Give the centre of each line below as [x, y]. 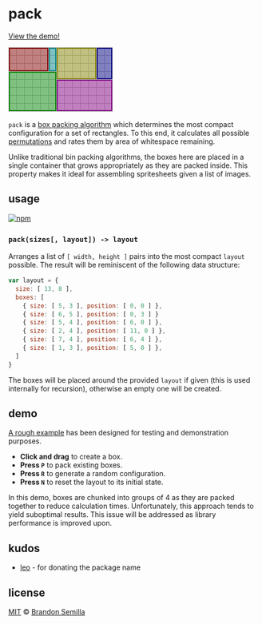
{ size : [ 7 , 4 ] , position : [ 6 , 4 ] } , [93, 340]
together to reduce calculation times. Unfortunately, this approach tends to [131, 506]
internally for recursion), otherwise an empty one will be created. [115, 388]
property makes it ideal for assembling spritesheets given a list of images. [130, 173]
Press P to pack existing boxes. [71, 465]
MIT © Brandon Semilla [47, 612]
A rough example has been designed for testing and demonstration [119, 433]
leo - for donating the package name [80, 567]
